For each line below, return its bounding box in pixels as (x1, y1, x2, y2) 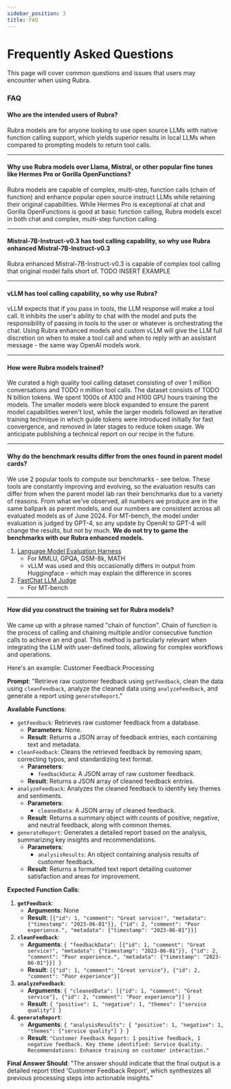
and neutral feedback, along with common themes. (27, 821, 172, 829)
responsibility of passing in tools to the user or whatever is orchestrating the (7, 319, 223, 327)
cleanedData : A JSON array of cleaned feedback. (37, 806, 176, 814)
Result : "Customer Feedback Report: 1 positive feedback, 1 (27, 1033, 201, 1041)
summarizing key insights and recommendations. (16, 835, 157, 844)
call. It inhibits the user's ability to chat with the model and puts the (7, 312, 197, 320)
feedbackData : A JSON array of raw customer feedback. (37, 769, 196, 777)
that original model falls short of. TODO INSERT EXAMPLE (7, 267, 170, 275)
